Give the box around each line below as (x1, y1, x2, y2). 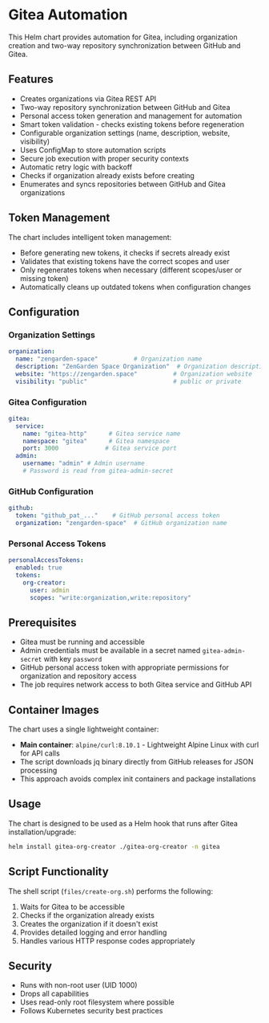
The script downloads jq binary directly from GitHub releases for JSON (19, 757, 254, 767)
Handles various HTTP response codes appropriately (19, 935, 195, 945)
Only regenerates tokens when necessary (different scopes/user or (19, 265, 243, 275)
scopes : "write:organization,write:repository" (29, 593, 192, 601)
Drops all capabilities (19, 989, 90, 999)
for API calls (19, 748, 60, 758)
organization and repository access (19, 671, 138, 681)
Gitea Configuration (8, 396, 87, 407)
